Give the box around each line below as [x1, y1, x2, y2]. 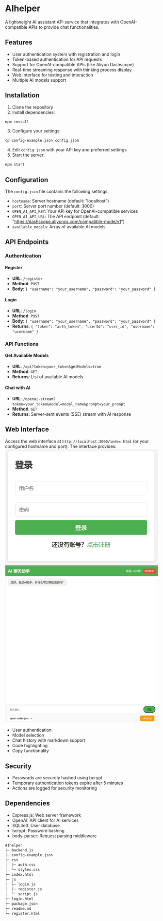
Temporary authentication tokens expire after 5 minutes [12, 780, 123, 786]
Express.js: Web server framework [12, 812, 81, 818]
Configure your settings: [12, 128, 61, 134]
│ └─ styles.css [5, 867, 40, 872]
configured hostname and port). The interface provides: [5, 443, 116, 449]
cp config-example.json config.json [5, 138, 79, 143]
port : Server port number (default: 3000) [12, 203, 94, 209]
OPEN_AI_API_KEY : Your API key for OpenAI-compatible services [12, 208, 138, 214]
